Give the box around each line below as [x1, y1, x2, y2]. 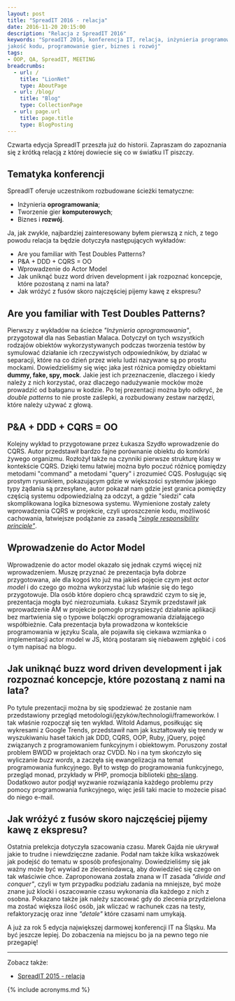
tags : [7, 50, 23, 57]
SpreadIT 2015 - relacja [17, 972, 85, 981]
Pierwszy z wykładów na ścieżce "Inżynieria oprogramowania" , [7, 326, 191, 335]
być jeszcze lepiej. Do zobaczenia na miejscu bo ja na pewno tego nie [7, 931, 208, 939]
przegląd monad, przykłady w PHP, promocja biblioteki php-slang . [7, 770, 198, 779]
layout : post [7, 10, 45, 18]
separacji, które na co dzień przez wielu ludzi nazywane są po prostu [7, 356, 206, 365]
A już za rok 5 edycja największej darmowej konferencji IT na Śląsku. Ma [7, 923, 217, 932]
